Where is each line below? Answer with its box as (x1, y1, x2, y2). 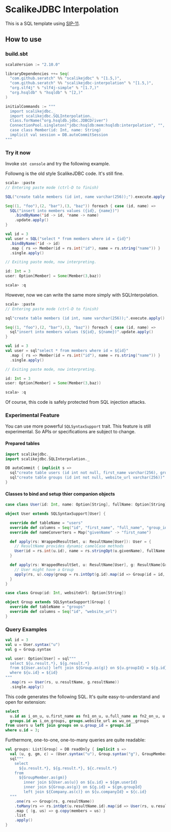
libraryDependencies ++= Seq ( (5, 71, 70, 76)
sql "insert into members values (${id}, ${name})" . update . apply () (10, 330, 154, 335)
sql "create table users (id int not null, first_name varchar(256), (10, 470, 158, 476)
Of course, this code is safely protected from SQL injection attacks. (5, 399, 147, 405)
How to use (5, 35, 42, 44)
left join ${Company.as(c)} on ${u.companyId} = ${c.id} (23, 789, 147, 794)
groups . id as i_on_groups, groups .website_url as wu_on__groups (10, 718, 149, 723)
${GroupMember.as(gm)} (18, 775, 67, 780)
